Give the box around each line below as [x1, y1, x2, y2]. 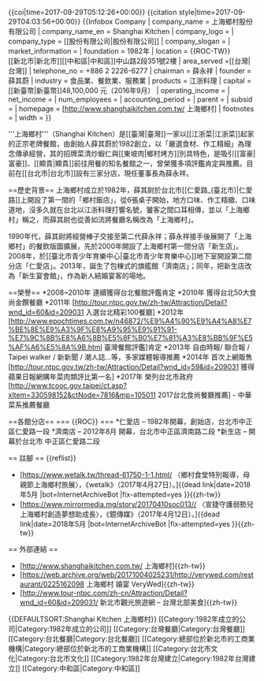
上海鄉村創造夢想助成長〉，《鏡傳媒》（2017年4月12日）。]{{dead [19, 509, 221, 519]
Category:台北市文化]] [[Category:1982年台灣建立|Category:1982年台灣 [17, 654, 250, 663]
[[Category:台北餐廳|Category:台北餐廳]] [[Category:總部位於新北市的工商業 [8, 634, 255, 643]
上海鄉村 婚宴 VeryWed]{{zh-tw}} [86, 579, 195, 589]
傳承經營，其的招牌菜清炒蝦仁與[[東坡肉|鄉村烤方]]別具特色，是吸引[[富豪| [14, 149, 256, 158]
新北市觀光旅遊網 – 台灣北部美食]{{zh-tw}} [99, 597, 238, 607]
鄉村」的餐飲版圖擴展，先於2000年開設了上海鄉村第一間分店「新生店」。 [8, 241, 244, 251]
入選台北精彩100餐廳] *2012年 [85, 307, 184, 317]
